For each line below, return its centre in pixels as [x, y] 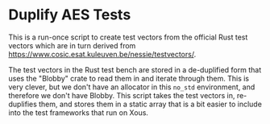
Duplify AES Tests [70, 15]
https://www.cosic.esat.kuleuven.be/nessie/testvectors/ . [102, 54]
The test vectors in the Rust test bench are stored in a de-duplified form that [135, 69]
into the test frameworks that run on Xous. [79, 112]
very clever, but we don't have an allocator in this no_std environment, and [132, 87]
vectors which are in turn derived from [72, 45]
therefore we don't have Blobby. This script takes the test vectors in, [122, 95]
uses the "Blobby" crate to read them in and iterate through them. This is [129, 78]
